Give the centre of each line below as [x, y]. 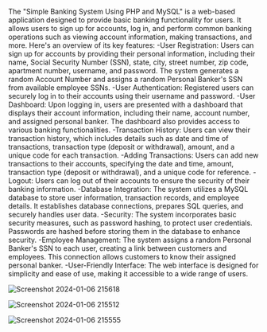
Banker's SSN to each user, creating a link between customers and [118, 248]
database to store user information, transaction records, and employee [124, 197]
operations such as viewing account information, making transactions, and [130, 37]
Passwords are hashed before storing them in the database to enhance [124, 231]
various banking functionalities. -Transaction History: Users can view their [129, 130]
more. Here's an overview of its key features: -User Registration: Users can [131, 45]
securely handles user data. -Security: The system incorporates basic [122, 215]
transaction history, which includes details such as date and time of [118, 138]
